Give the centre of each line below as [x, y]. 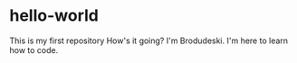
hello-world [54, 16]
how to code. [34, 49]
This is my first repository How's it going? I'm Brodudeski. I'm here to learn [148, 40]
